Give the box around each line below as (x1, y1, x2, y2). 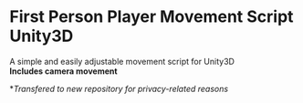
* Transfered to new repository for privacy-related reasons (9, 83, 229, 94)
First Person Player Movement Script (9, 6, 294, 27)
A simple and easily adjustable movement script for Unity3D (9, 56, 235, 67)
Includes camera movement (9, 66, 118, 77)
